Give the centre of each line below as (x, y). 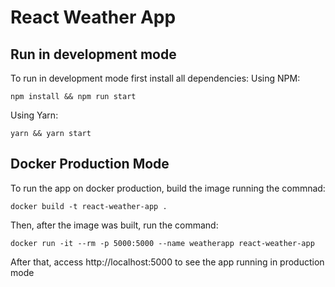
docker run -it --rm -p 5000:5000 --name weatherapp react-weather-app (162, 243)
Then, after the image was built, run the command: (114, 225)
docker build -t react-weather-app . (89, 206)
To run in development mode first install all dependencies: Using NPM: (155, 78)
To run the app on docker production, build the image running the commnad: (168, 188)
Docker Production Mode (90, 164)
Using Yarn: (34, 115)
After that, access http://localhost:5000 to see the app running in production (167, 262)
